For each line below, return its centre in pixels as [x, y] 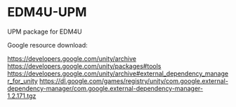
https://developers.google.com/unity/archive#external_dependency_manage [118, 73]
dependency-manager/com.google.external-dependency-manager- [105, 88]
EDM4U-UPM [47, 12]
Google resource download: [47, 45]
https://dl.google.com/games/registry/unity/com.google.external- [134, 80]
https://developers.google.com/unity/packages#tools [84, 66]
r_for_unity [23, 80]
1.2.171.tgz [22, 96]
